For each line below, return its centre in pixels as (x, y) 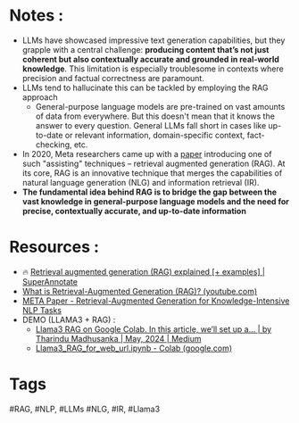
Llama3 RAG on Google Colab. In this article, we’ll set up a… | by (154, 329)
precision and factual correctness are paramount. (113, 78)
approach (40, 97)
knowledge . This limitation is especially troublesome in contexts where (153, 69)
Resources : (54, 247)
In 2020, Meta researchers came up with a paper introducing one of (147, 153)
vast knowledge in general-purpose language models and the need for (156, 201)
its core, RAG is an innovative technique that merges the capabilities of (152, 173)
